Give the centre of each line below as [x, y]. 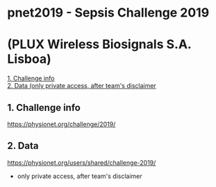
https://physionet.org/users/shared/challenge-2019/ [82, 162]
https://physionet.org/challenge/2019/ [61, 124]
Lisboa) [30, 59]
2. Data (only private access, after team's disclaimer [82, 86]
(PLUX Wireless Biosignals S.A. [99, 45]
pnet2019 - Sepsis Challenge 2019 [108, 13]
